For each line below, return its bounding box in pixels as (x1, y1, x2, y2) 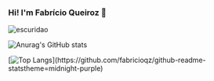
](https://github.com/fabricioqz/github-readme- (52, 55, 206, 65)
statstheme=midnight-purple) (8, 64, 103, 73)
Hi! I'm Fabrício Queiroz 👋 (8, 7, 107, 18)
